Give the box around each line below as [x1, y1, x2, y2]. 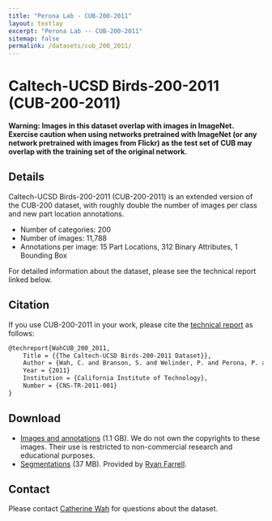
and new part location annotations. [8, 208, 125, 219]
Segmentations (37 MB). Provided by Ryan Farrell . [19, 459, 188, 468]
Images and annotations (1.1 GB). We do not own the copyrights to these [19, 433, 261, 442]
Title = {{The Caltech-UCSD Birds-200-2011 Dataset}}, [23, 352, 212, 360]
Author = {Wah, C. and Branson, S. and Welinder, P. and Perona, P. [23, 359, 259, 367]
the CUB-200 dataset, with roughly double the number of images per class [8, 200, 257, 210]
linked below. [8, 275, 53, 284]
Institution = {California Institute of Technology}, [23, 374, 208, 382]
